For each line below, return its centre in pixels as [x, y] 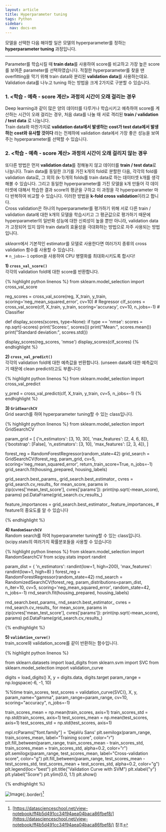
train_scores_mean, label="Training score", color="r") [60, 738]
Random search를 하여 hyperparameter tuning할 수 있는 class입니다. [73, 535]
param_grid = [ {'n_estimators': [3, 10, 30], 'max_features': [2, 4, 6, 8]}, [77, 438]
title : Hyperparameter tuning [36, 14]
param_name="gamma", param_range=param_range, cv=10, [66, 697]
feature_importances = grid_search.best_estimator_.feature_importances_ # [82, 504]
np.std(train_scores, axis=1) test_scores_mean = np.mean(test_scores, [77, 717]
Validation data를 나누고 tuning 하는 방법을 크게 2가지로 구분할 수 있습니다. [78, 83]
